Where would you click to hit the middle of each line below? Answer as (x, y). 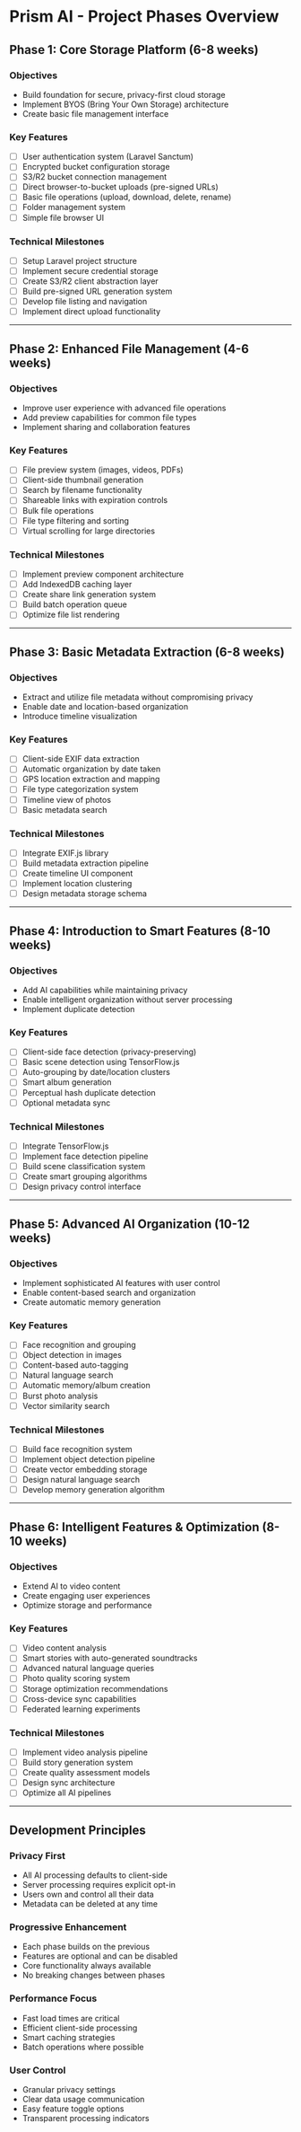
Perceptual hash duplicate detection (89, 1092)
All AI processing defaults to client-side (95, 1875)
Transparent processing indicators (86, 2118)
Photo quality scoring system (76, 1678)
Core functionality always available (86, 1966)
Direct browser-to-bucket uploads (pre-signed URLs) (120, 187)
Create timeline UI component (77, 874)
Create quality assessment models (86, 1773)
